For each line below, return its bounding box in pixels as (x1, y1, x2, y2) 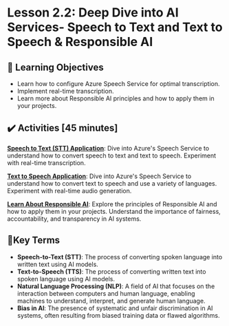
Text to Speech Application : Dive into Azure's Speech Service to (7, 172, 192, 180)
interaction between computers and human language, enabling (17, 289, 195, 297)
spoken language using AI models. (17, 274, 116, 283)
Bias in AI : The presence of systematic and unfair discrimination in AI (17, 304, 213, 312)
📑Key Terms (7, 235, 61, 246)
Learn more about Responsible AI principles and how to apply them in (17, 94, 215, 102)
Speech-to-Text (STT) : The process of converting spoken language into (17, 252, 223, 261)
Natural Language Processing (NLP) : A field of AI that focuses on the (17, 282, 215, 290)
